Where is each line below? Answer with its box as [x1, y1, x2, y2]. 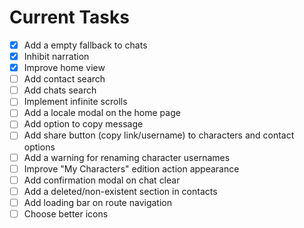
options [23, 141, 56, 153]
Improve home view [23, 62, 106, 74]
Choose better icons [23, 207, 109, 220]
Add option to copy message [23, 118, 144, 130]
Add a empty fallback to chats [23, 39, 148, 51]
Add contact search [23, 73, 106, 85]
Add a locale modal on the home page [23, 107, 181, 119]
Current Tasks [9, 6, 130, 29]
